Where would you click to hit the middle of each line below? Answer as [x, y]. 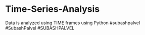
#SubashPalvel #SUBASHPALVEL [40, 28]
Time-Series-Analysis [53, 9]
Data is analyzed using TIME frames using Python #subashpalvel [73, 23]
